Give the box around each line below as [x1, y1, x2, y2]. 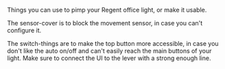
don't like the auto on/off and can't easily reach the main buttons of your [7, 47, 212, 55]
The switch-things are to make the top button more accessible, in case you [7, 40, 219, 47]
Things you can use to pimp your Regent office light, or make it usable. [7, 6, 207, 14]
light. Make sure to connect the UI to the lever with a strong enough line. [7, 54, 211, 62]
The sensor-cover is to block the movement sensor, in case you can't [7, 19, 203, 27]
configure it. [7, 27, 42, 34]
